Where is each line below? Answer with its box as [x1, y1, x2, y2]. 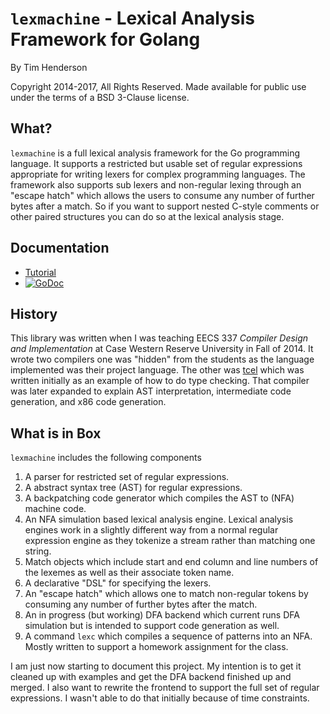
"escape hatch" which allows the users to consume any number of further [10, 189, 315, 201]
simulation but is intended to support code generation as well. [24, 620, 280, 632]
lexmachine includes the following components [10, 452, 202, 464]
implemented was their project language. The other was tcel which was [10, 364, 305, 376]
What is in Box [10, 425, 102, 442]
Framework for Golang [10, 28, 201, 51]
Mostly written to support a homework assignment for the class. [24, 641, 289, 653]
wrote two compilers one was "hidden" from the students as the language [10, 353, 315, 366]
